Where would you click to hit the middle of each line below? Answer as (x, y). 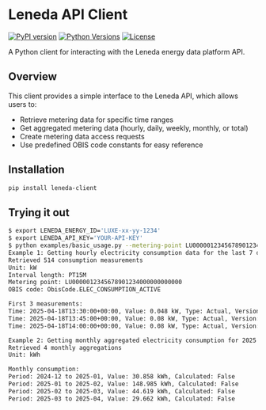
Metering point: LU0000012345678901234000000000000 (95, 283)
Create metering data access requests (82, 136)
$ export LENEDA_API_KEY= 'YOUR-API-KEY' (76, 238)
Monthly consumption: (44, 370)
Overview (33, 77)
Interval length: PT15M (47, 275)
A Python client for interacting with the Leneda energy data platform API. (127, 51)
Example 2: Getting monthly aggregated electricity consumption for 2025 (133, 340)
